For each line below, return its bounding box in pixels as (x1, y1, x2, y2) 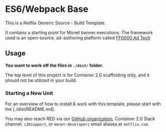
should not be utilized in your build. (5, 77, 77, 83)
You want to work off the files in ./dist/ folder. (5, 62, 103, 68)
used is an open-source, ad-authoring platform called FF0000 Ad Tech (5, 35, 151, 41)
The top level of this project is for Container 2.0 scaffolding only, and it (5, 72, 150, 78)
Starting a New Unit (5, 89, 53, 96)
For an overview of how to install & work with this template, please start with (5, 101, 162, 107)
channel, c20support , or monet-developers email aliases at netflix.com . (5, 121, 150, 127)
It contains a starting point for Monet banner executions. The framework (5, 29, 153, 35)
